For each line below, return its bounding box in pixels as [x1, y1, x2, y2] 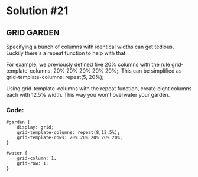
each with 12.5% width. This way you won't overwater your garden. [6, 91, 170, 98]
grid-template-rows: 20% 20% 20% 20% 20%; [17, 135, 123, 141]
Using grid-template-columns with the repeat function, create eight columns [6, 85, 192, 92]
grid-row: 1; [17, 160, 49, 166]
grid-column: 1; [17, 155, 57, 162]
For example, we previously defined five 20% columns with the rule [6, 61, 170, 68]
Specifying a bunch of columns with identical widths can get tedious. [6, 43, 174, 50]
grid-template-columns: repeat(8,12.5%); [17, 130, 120, 136]
